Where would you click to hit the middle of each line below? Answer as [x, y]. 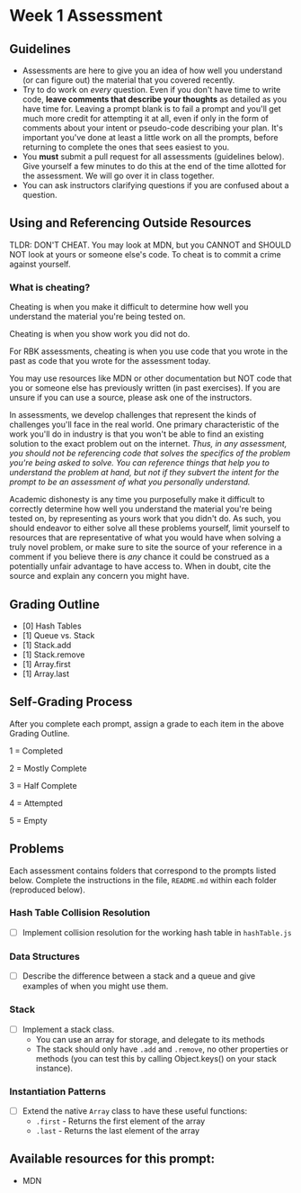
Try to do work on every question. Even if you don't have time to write [151, 90]
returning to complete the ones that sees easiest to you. [126, 147]
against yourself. [40, 264]
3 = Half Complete [44, 785]
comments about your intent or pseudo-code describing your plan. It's [152, 128]
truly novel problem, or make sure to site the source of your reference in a [146, 547]
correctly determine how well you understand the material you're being [141, 509]
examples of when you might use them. [95, 986]
